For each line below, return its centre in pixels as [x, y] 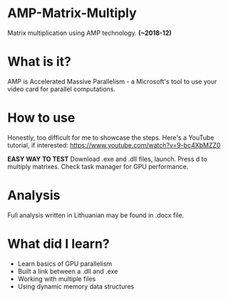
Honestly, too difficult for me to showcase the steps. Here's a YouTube [111, 138]
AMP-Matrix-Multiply [72, 13]
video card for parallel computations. [62, 89]
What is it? [40, 62]
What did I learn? [59, 243]
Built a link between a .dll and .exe [68, 271]
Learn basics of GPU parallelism [65, 263]
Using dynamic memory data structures [76, 286]
